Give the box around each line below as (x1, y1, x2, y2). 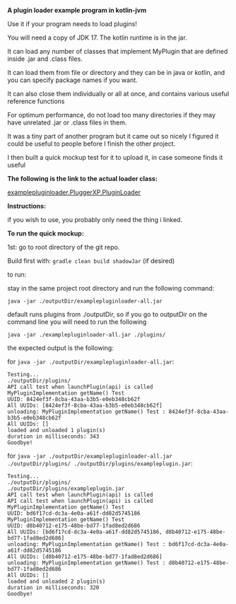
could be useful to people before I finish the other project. (7, 139, 176, 148)
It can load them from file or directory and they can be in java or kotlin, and (7, 69, 225, 76)
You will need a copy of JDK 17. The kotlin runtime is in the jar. (7, 33, 187, 42)
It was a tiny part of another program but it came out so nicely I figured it (7, 132, 219, 140)
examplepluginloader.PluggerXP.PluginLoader (7, 188, 141, 197)
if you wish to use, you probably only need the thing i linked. (7, 216, 182, 223)
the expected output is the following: (7, 344, 114, 352)
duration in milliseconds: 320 (7, 584, 100, 591)
